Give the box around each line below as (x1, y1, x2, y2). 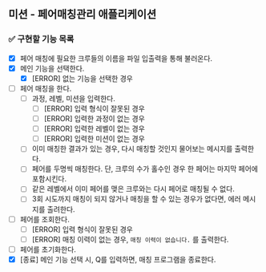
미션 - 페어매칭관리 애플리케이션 (8, 7, 157, 22)
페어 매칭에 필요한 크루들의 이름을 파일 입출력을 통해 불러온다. (19, 53, 213, 63)
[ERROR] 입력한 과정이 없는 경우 (43, 114, 146, 124)
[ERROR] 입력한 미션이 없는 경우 (43, 134, 146, 144)
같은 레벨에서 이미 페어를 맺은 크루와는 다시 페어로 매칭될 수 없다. (31, 184, 235, 194)
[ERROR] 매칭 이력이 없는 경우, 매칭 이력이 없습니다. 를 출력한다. (31, 234, 229, 244)
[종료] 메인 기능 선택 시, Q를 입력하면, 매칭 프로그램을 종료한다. (19, 254, 216, 264)
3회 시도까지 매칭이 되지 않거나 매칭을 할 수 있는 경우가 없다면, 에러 (31, 194, 242, 204)
